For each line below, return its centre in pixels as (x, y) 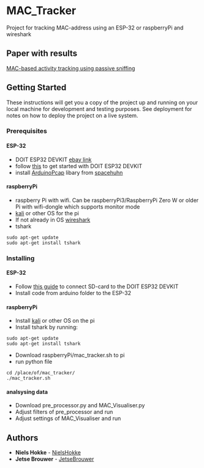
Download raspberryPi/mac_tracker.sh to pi (70, 355)
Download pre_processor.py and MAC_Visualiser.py (80, 405)
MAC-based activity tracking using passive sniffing (71, 68)
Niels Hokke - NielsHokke (48, 453)
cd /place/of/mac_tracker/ (41, 373)
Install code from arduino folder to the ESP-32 (73, 293)
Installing (21, 258)
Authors (22, 438)
